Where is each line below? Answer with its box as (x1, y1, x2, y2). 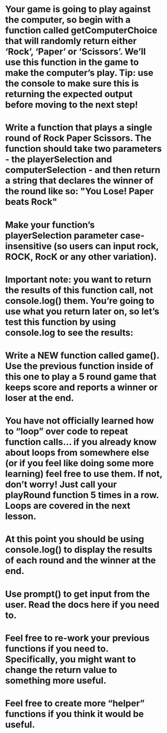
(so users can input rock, (53, 240, 159, 252)
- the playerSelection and (5, 154, 112, 165)
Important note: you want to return (5, 274, 152, 285)
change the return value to (5, 664, 117, 676)
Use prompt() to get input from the (5, 588, 150, 600)
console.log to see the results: (5, 327, 134, 338)
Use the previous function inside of (5, 360, 154, 372)
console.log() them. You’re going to (5, 295, 155, 306)
